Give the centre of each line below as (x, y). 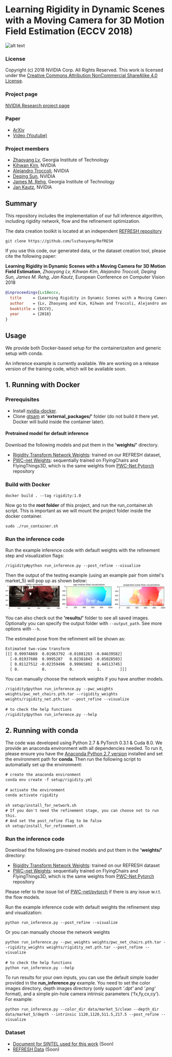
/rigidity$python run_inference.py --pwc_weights (59, 689)
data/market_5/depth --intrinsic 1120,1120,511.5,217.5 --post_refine (82, 1015)
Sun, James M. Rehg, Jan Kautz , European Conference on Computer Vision (85, 277)
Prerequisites (22, 400)
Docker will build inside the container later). (59, 422)
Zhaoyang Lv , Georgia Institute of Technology (61, 160)
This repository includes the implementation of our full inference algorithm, (84, 215)
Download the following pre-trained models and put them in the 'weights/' (84, 850)
